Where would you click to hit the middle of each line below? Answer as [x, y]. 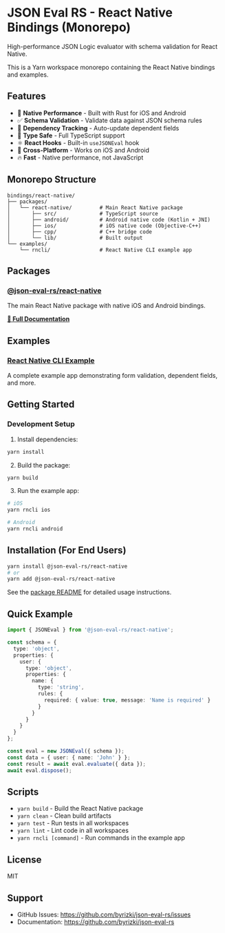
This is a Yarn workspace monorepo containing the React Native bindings [111, 67]
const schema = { [32, 642]
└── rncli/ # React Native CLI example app [106, 250]
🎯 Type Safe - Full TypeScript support [71, 135]
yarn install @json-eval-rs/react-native [67, 566]
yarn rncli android [35, 529]
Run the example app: [48, 491]
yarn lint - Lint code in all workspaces [73, 831]
